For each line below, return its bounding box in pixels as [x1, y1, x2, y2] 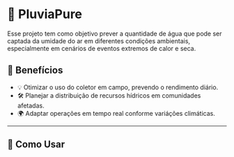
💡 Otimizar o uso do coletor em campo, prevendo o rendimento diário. [17, 83, 219, 91]
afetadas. [17, 101, 45, 110]
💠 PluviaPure [7, 6, 82, 22]
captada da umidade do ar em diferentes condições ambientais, [7, 36, 190, 45]
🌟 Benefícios [7, 64, 63, 76]
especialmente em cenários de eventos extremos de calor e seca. [7, 44, 196, 52]
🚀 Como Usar [7, 139, 65, 151]
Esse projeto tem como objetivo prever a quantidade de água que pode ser [7, 29, 222, 38]
